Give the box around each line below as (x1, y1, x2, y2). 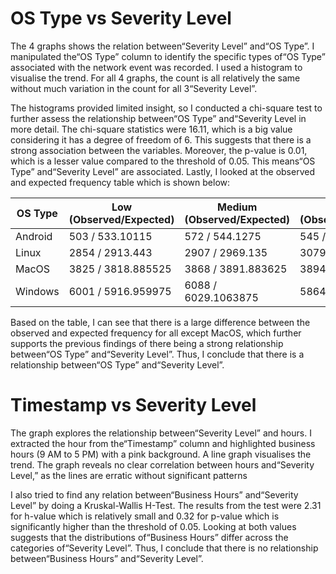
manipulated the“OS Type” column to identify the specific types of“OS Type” (10, 50, 326, 62)
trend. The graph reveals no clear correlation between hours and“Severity (10, 458, 315, 471)
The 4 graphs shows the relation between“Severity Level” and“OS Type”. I (10, 40, 315, 52)
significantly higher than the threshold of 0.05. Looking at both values (10, 520, 297, 532)
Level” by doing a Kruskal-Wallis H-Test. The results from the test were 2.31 (10, 499, 322, 511)
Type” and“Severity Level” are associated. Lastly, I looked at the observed (10, 165, 315, 177)
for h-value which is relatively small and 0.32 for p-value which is (10, 510, 280, 522)
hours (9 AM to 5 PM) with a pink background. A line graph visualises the (10, 448, 312, 460)
